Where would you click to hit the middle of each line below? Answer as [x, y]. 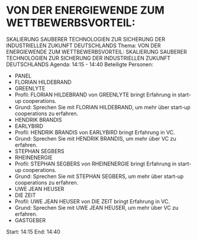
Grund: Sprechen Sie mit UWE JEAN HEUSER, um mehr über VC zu [96, 207]
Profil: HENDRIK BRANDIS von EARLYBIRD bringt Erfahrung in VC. [95, 132]
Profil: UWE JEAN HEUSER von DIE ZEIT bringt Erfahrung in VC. [92, 201]
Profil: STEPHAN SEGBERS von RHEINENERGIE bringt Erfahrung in [96, 164]
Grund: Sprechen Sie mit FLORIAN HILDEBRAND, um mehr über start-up [103, 107]
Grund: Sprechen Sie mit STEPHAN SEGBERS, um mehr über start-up [99, 176]
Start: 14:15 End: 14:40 [33, 232]
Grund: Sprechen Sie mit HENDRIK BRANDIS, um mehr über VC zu [95, 138]
